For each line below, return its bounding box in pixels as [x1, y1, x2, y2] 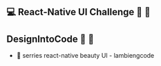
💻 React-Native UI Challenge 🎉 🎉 [6, 6, 151, 18]
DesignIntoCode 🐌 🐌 [6, 33, 95, 45]
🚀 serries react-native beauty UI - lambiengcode [16, 52, 155, 60]
